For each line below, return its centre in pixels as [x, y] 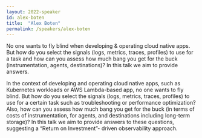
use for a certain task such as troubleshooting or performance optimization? [101, 103]
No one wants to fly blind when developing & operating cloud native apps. [98, 46]
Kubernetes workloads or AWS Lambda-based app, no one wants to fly [95, 90]
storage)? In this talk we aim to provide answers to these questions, [90, 122]
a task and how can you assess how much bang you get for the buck [92, 59]
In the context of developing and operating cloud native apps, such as [93, 84]
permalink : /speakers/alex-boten [48, 29]
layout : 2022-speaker [34, 12]
